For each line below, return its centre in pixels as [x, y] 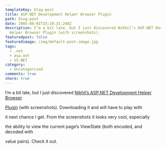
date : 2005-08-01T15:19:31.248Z [38, 23]
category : [15, 65]
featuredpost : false [26, 37]
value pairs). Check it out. [31, 141]
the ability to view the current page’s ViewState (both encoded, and [74, 126]
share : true [17, 78]
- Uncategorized [26, 70]
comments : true [21, 74]
